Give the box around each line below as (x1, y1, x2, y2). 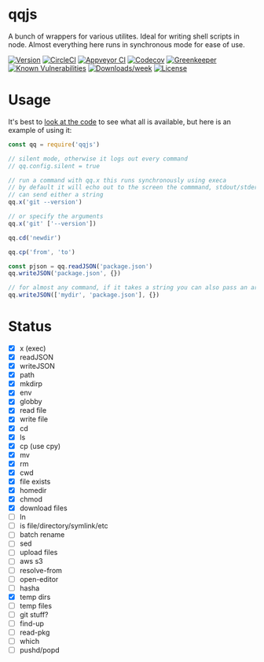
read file (19, 406, 47, 415)
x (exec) (19, 344, 46, 353)
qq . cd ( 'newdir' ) (8, 234, 61, 241)
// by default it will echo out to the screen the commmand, (8, 183, 213, 192)
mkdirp (19, 379, 43, 388)
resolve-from (19, 565, 63, 575)
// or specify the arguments (8, 212, 104, 220)
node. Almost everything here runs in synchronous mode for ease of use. (8, 39, 245, 49)
